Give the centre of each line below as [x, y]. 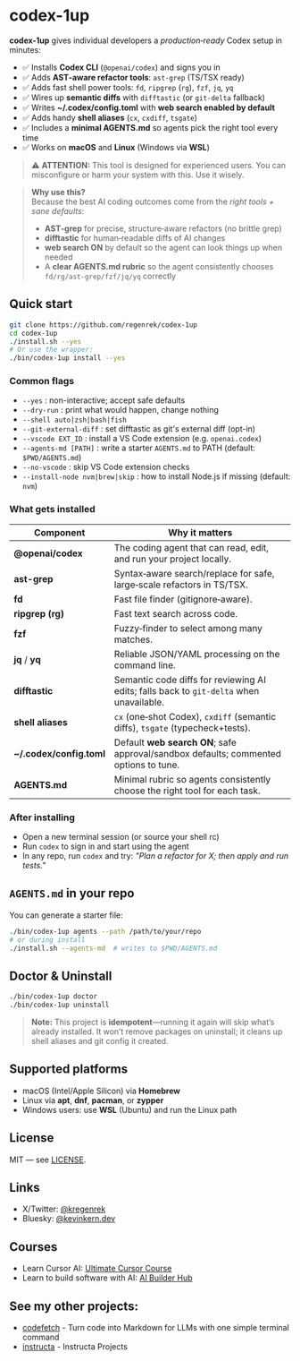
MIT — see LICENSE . [48, 1160]
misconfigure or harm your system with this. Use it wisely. [137, 175]
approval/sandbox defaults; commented [197, 753]
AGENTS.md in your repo [72, 893]
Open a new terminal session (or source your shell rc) [121, 837]
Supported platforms [68, 1070]
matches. [133, 639]
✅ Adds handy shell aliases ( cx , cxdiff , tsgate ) [110, 117]
